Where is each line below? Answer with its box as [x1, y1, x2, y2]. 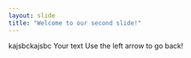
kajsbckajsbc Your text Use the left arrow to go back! [8, 41, 184, 50]
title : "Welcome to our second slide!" [8, 19, 142, 27]
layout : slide [8, 11, 56, 20]
